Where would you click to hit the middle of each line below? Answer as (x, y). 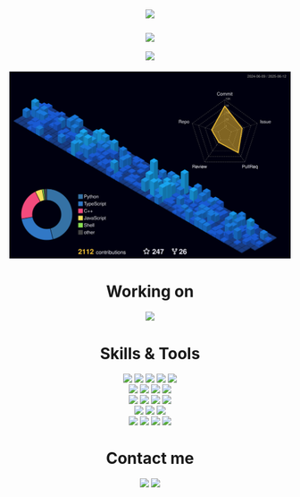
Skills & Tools (150, 354)
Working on (150, 291)
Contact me (150, 458)
